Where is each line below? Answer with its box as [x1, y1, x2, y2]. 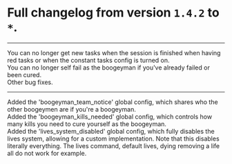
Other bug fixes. [7, 78, 53, 86]
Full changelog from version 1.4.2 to [7, 5, 220, 21]
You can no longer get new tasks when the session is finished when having [7, 48, 221, 57]
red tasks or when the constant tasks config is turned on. [7, 56, 171, 64]
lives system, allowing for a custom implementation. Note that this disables [7, 134, 220, 143]
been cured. [7, 70, 42, 79]
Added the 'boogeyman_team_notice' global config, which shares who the [7, 98, 219, 106]
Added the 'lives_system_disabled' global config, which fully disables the [7, 127, 215, 135]
